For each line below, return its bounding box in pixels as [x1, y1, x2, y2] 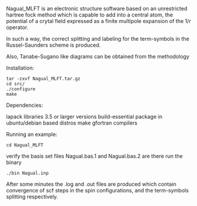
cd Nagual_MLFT [6, 142, 44, 148]
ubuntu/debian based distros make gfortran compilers [6, 119, 138, 126]
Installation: [6, 64, 34, 71]
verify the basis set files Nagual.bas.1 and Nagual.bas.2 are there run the [6, 153, 183, 159]
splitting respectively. [6, 193, 58, 200]
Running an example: [6, 131, 57, 138]
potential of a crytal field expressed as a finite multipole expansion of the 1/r [6, 18, 191, 24]
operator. [6, 24, 28, 31]
